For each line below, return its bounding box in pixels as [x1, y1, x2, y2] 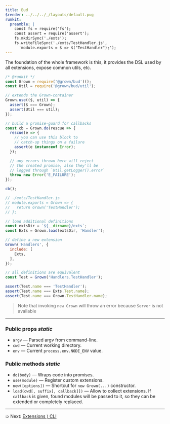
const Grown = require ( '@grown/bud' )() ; [5, 79, 92, 84]
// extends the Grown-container [5, 93, 73, 98]
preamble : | [10, 21, 35, 27]
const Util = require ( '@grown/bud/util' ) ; [5, 84, 96, 89]
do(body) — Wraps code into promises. [12, 372, 94, 378]
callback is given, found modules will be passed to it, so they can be [12, 394, 156, 400]
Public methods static [5, 360, 61, 367]
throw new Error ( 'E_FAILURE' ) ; [10, 172, 76, 178]
